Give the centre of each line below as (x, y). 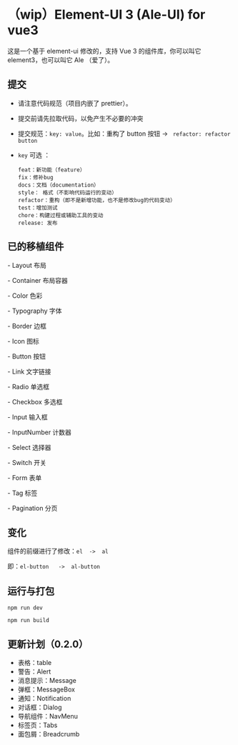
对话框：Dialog (40, 707)
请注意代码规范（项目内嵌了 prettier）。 (75, 103)
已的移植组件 (36, 247)
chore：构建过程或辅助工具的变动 (60, 215)
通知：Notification (44, 698)
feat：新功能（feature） (51, 170)
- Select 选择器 (29, 447)
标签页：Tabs (38, 725)
